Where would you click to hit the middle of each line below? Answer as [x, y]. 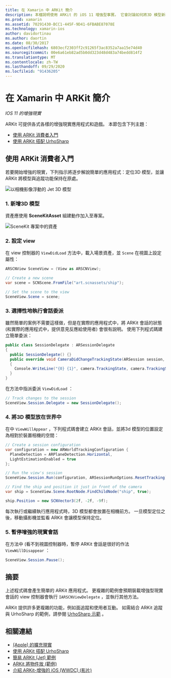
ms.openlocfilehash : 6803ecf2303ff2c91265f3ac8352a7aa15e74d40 [74, 48]
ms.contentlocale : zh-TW [32, 62]
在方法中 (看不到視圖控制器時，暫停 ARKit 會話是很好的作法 [67, 544]
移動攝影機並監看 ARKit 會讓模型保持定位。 [59, 517]
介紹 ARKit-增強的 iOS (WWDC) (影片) [52, 670]
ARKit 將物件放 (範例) [35, 664]
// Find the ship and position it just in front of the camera [74, 487]
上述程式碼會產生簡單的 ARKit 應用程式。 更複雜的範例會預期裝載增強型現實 [84, 590]
